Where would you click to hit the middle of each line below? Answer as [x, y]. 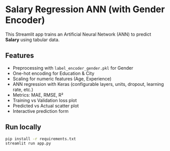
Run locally [23, 127]
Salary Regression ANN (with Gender [85, 9]
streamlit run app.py [28, 143]
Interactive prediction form [40, 111]
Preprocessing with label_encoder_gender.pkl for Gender [73, 68]
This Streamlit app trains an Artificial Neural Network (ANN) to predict [78, 34]
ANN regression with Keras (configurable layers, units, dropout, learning [88, 84]
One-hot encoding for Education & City [53, 73]
